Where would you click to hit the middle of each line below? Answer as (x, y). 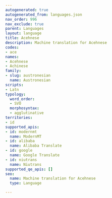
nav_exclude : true (24, 24)
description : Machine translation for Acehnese (56, 43)
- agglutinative (27, 113)
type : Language (26, 183)
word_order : (22, 99)
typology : (16, 94)
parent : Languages (24, 29)
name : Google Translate (35, 155)
